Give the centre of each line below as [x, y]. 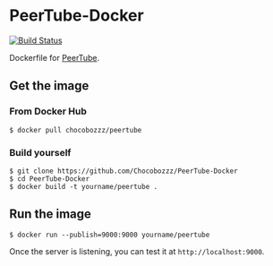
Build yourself [40, 152]
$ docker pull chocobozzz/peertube [76, 130]
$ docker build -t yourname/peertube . [84, 186]
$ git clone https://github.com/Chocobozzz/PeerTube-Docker [124, 171]
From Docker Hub [48, 111]
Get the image [49, 86]
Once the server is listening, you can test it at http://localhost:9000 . [137, 251]
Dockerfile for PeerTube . [55, 57]
